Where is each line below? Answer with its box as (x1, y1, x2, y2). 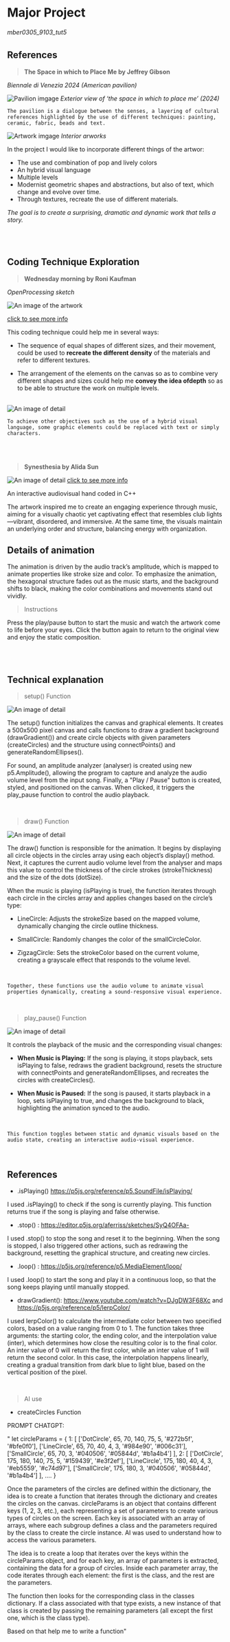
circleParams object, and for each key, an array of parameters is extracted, (7, 1557, 219, 1565)
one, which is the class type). (7, 1614, 91, 1622)
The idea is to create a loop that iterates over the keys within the (7, 1549, 189, 1557)
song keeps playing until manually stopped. (7, 1283, 130, 1292)
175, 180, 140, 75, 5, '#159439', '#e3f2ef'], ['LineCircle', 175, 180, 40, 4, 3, (7, 1457, 213, 1465)
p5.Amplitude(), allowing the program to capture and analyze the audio (7, 769, 207, 777)
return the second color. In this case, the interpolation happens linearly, (7, 1354, 209, 1362)
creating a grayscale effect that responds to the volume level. (16, 956, 191, 965)
